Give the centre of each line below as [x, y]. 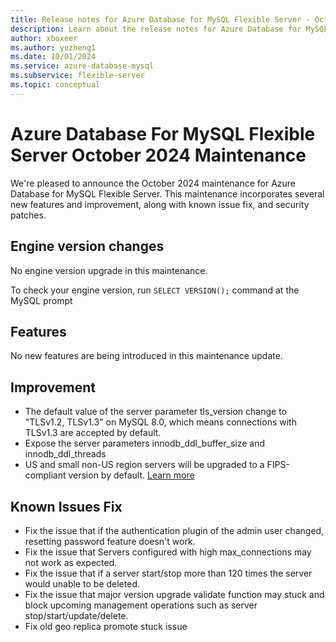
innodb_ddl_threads [65, 454]
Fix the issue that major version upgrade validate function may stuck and [174, 594]
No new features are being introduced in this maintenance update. [146, 356]
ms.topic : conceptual [55, 85]
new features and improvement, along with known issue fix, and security [160, 204]
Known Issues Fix [66, 506]
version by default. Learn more [131, 475]
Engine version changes [87, 246]
